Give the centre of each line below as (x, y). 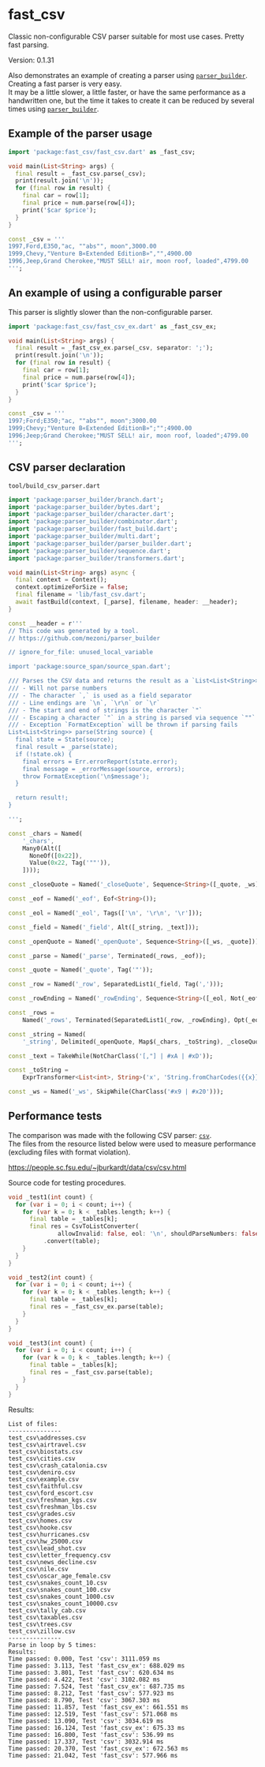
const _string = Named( (47, 1034)
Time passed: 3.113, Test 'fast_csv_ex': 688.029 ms (97, 1666)
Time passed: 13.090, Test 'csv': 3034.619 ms (86, 1721)
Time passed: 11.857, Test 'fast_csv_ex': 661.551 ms (99, 1707)
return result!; (42, 798)
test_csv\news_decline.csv (52, 1562)
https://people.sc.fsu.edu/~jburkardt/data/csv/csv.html (97, 1167)
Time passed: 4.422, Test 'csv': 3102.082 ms (84, 1679)
